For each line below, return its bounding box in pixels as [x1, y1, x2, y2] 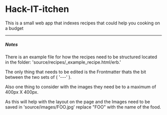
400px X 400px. [5, 89, 39, 95]
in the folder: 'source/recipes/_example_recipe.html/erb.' [5, 59, 121, 65]
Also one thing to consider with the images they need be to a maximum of [5, 84, 157, 90]
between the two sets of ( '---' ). [5, 74, 72, 80]
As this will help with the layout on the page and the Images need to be [5, 99, 150, 105]
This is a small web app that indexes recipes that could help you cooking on [5, 20, 161, 26]
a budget [5, 25, 24, 31]
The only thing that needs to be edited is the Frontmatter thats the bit [5, 69, 147, 75]
